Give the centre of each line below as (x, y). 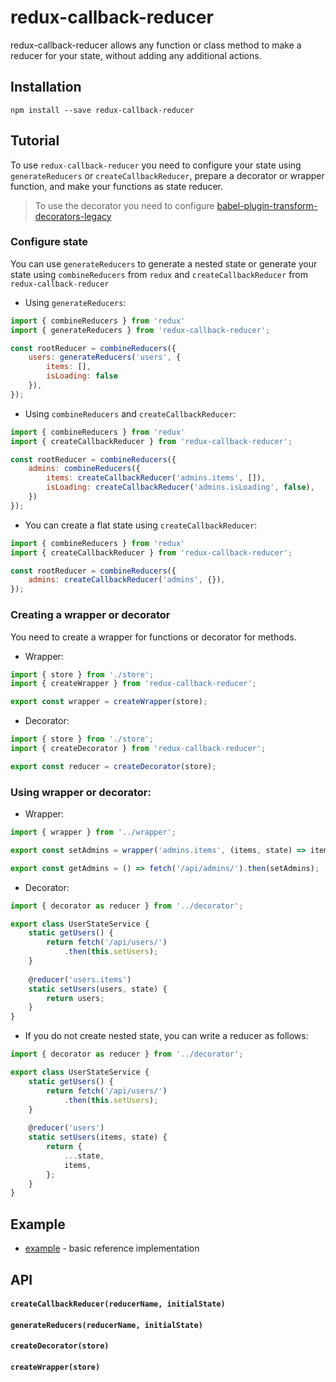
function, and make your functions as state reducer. (117, 186)
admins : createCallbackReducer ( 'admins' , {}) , (127, 580)
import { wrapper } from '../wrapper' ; (93, 832)
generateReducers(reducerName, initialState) (106, 1325)
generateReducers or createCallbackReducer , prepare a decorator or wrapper (167, 175)
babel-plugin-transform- (267, 205)
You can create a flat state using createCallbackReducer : (141, 525)
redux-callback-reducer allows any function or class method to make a (156, 45)
